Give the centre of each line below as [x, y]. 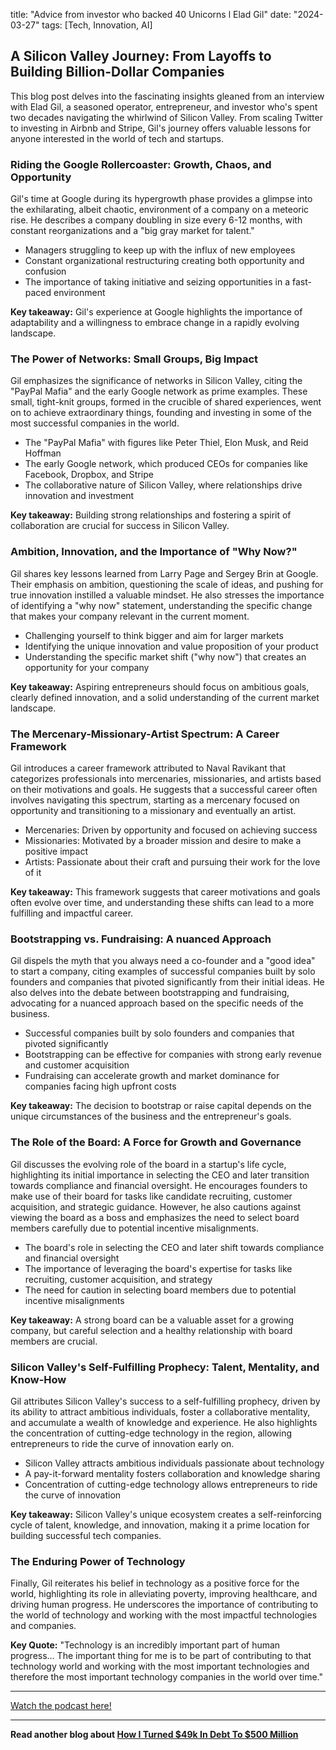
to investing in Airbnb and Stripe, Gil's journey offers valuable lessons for [161, 128]
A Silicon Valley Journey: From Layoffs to [141, 56]
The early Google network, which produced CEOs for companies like [166, 464]
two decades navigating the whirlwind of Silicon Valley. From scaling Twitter [166, 117]
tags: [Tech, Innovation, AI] [97, 25]
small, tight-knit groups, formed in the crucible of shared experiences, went [166, 402]
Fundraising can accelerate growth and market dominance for [152, 1076]
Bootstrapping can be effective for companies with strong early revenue [173, 1055]
